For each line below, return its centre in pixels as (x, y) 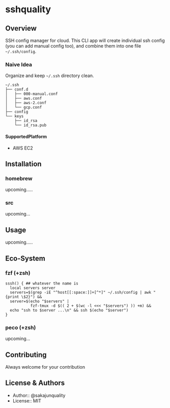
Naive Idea (19, 64)
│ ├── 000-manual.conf (32, 94)
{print (12, 297)
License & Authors (35, 383)
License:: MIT (27, 401)
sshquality (28, 9)
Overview (21, 28)
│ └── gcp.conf (24, 107)
